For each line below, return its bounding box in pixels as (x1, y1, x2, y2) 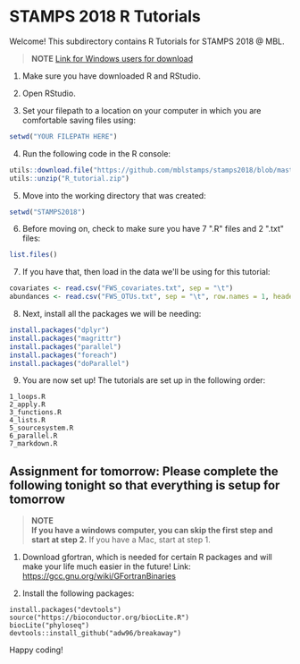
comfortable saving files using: (21, 115, 137, 125)
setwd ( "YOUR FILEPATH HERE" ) (9, 132, 118, 140)
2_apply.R (9, 400, 46, 409)
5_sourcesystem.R (9, 423, 74, 433)
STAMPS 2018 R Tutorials (9, 6, 201, 27)
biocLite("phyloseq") (9, 621, 90, 630)
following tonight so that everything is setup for (9, 477, 280, 493)
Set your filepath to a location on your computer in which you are (21, 105, 262, 115)
